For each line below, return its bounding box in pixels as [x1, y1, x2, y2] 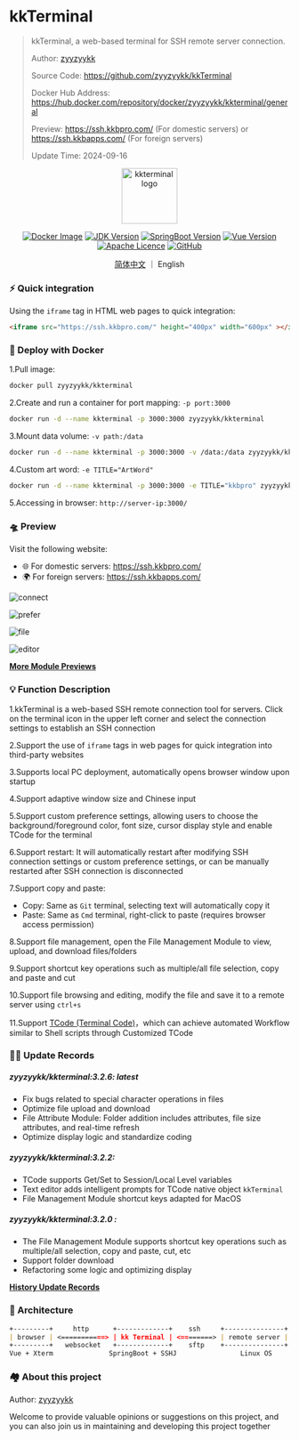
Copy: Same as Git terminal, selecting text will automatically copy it [21, 900, 270, 910]
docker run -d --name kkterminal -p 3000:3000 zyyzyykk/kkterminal [9, 415, 265, 424]
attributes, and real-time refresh [21, 1122, 140, 1133]
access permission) [21, 918, 95, 929]
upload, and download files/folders [9, 945, 138, 956]
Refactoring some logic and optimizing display [21, 1265, 192, 1275]
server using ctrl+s [9, 999, 82, 1009]
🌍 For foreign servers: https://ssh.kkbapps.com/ [21, 571, 201, 582]
